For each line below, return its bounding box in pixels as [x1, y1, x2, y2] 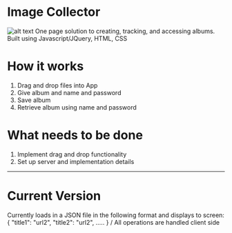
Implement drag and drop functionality [17, 150, 127, 159]
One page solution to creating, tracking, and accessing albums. [35, 27, 215, 35]
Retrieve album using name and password [17, 103, 137, 111]
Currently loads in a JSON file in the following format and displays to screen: [7, 211, 224, 219]
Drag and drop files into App [17, 81, 98, 90]
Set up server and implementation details [17, 157, 135, 165]
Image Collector [7, 4, 101, 20]
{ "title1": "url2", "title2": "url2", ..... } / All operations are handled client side [7, 218, 220, 226]
